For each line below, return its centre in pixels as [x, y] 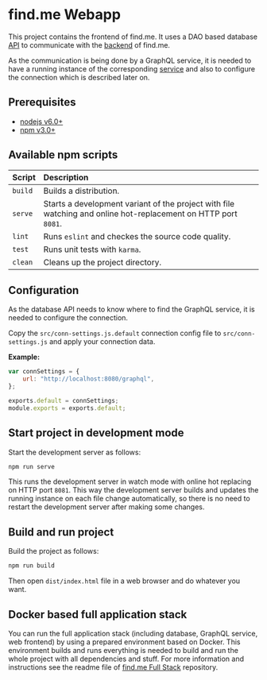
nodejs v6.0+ [41, 122]
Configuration [44, 290]
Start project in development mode [96, 433]
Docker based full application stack [98, 614]
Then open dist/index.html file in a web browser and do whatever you [124, 581]
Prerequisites [42, 102]
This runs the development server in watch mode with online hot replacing [130, 481]
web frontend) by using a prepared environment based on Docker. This [124, 642]
